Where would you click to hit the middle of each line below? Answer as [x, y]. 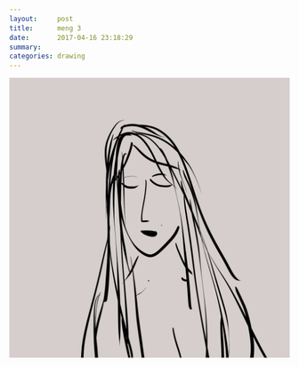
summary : [25, 47]
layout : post [41, 19]
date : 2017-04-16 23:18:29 [71, 37]
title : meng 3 [45, 28]
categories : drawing [48, 56]
